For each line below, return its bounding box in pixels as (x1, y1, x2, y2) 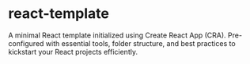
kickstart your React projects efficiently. (8, 47, 138, 56)
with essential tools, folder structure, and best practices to (45, 38, 236, 48)
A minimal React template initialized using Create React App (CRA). (8, 30, 227, 40)
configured (8, 38, 44, 48)
